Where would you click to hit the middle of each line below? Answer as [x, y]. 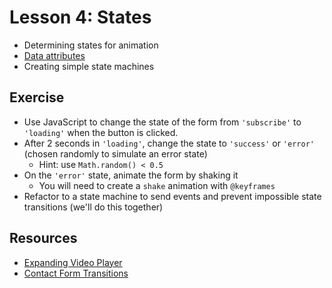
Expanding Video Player [73, 262]
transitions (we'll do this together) [93, 207]
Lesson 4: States [80, 17]
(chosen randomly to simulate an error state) [115, 153]
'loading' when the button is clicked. [101, 132]
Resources [43, 238]
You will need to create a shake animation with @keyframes [157, 185]
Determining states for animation [91, 45]
